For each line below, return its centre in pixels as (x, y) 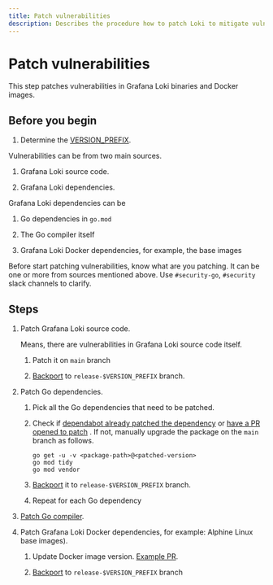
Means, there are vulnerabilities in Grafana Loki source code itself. (131, 345)
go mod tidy (52, 463)
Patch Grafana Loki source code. (75, 329)
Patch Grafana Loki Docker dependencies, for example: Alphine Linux (136, 532)
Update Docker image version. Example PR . (105, 557)
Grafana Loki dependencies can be (67, 203)
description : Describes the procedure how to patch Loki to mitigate (129, 24)
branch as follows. (63, 441)
